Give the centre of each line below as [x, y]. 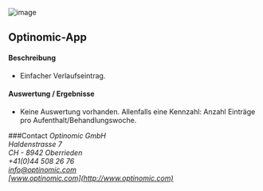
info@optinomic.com [43, 169]
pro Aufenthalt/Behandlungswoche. [78, 120]
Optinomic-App [48, 37]
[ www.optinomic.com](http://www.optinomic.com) [91, 178]
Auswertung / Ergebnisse [51, 94]
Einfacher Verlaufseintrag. [63, 75]
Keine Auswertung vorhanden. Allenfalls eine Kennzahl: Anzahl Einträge [137, 111]
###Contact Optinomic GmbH [57, 135]
